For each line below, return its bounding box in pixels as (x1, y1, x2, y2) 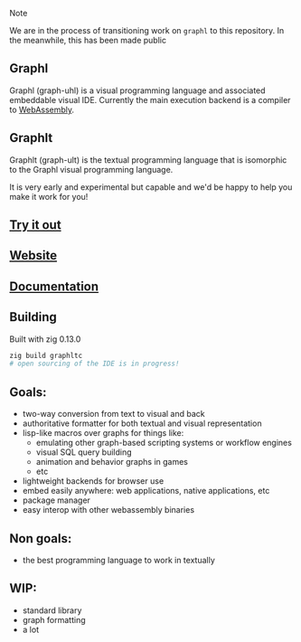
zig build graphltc (9, 351, 83, 360)
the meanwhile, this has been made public (9, 35, 167, 45)
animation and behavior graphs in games (35, 457, 188, 467)
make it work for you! (9, 191, 89, 202)
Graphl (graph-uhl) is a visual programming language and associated (9, 85, 266, 96)
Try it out (9, 217, 61, 233)
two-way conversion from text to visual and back (22, 409, 205, 420)
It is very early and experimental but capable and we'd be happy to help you (9, 181, 293, 193)
